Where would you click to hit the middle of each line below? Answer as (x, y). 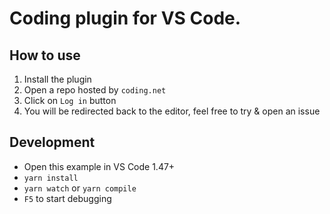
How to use (45, 55)
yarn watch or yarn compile (80, 188)
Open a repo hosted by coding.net (95, 90)
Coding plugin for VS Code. (125, 18)
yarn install (51, 178)
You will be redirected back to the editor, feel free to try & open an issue (172, 111)
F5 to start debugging (67, 198)
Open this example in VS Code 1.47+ (99, 166)
